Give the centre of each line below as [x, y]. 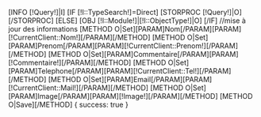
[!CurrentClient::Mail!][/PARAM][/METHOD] [79, 88]
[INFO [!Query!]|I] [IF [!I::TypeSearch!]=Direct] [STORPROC [104, 12]
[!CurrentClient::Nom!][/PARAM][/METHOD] [79, 37]
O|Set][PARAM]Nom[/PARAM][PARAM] [178, 29]
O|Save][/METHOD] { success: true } [68, 104]
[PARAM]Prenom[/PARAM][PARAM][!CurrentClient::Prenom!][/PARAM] [123, 46]
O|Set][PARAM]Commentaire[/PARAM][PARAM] [161, 54]
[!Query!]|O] [222, 12]
